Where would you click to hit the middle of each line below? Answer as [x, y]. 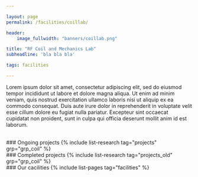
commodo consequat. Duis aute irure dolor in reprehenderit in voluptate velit [99, 106]
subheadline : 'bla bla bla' [41, 55]
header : [16, 33]
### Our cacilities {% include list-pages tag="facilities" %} [78, 167]
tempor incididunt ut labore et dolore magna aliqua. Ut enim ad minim [90, 93]
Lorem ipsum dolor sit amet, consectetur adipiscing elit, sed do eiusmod [94, 87]
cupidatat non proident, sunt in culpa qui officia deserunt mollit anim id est [97, 118]
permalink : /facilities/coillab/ [47, 22]
